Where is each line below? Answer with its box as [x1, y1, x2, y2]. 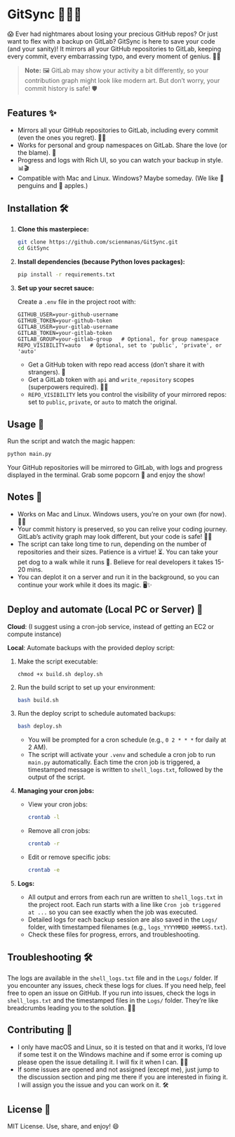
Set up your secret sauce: [17, 284, 95, 293]
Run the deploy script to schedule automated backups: [17, 709, 176, 718]
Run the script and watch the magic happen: [7, 437, 135, 445]
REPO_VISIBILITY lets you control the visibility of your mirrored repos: [27, 390, 227, 399]
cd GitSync [17, 245, 50, 252]
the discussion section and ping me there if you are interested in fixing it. [17, 1072, 228, 1081]
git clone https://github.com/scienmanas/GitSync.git [17, 239, 178, 246]
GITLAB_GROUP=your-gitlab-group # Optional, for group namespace [17, 336, 219, 343]
